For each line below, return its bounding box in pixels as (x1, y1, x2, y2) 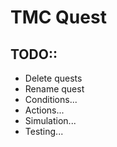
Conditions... (24, 94, 78, 105)
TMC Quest (10, 6, 107, 29)
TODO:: (10, 46, 58, 63)
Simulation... (24, 115, 77, 126)
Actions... (24, 104, 65, 116)
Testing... (24, 126, 64, 137)
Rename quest (24, 83, 85, 95)
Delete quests (24, 72, 83, 84)
